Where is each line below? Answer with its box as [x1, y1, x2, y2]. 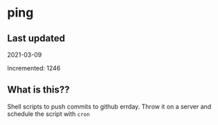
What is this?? [7, 84, 70, 96]
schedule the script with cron [7, 109, 90, 118]
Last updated [7, 32, 66, 44]
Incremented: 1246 [7, 64, 61, 72]
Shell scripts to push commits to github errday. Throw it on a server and [7, 102, 212, 110]
